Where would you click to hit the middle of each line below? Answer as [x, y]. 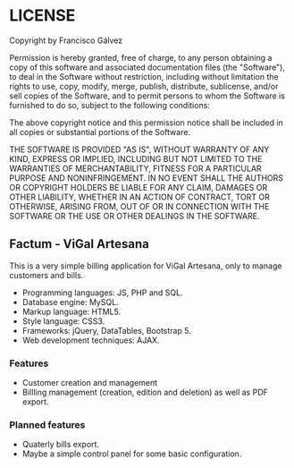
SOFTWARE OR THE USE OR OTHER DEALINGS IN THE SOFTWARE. [134, 216]
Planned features [47, 424]
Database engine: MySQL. [70, 302]
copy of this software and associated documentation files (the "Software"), [147, 67]
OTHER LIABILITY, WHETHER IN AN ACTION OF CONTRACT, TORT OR [139, 197]
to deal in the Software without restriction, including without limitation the [144, 76]
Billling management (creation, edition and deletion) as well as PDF [145, 392]
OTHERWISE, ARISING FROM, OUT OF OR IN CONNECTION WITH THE [139, 206]
